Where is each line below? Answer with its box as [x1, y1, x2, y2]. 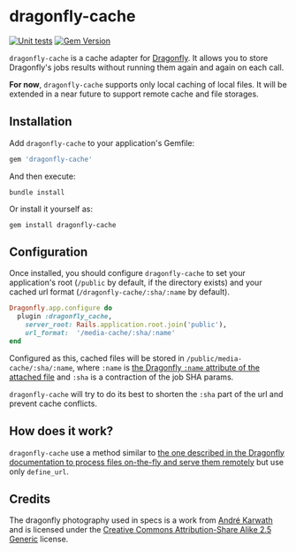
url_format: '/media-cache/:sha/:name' [25, 329, 176, 338]
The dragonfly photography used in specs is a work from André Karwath [9, 515, 273, 525]
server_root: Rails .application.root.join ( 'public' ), [25, 320, 227, 329]
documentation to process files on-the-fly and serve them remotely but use [9, 456, 285, 467]
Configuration [9, 245, 88, 260]
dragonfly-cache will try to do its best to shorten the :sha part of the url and [9, 388, 284, 399]
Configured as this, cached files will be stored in [9, 352, 186, 364]
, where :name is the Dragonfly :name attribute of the [72, 362, 261, 372]
